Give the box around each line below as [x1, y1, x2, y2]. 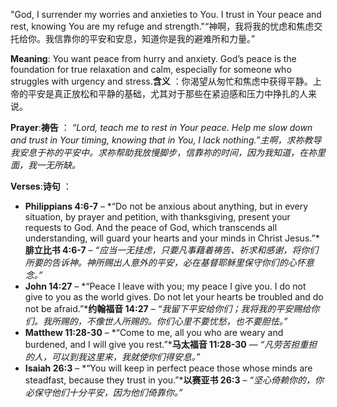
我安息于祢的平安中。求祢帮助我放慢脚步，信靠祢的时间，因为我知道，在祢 [10, 147, 317, 158]
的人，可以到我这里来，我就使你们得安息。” [24, 351, 201, 363]
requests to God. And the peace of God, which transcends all [24, 222, 278, 233]
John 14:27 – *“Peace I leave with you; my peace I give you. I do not [24, 280, 307, 292]
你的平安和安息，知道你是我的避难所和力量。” [71, 33, 256, 44]
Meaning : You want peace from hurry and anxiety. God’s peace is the [10, 53, 297, 64]
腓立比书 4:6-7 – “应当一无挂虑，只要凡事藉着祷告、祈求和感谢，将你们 [24, 244, 319, 256]
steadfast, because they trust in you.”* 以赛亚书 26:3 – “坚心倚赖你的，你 [24, 374, 325, 386]
